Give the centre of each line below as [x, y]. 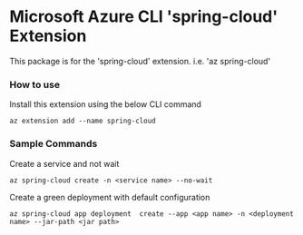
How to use [35, 84]
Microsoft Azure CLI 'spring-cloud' [144, 17]
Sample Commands [54, 144]
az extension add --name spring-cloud [83, 121]
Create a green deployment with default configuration [110, 197]
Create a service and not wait [64, 163]
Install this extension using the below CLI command [106, 104]
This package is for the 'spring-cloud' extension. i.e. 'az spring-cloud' [140, 61]
